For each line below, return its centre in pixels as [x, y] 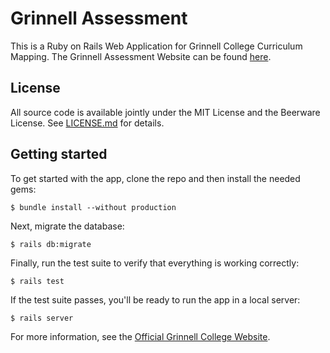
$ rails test [37, 281]
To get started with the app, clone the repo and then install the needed [155, 178]
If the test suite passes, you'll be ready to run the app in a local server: [155, 299]
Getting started [59, 154]
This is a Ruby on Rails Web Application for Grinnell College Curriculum [156, 46]
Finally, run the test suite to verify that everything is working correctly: [155, 263]
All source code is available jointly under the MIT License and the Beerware [165, 112]
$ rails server [42, 318]
